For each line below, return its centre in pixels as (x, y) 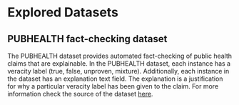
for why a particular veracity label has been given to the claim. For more (113, 86)
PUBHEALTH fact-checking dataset (87, 39)
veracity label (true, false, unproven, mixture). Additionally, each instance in (118, 71)
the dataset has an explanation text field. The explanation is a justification (115, 79)
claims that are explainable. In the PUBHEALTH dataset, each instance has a (119, 64)
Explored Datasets (63, 12)
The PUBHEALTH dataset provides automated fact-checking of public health (120, 56)
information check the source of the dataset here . (80, 94)
